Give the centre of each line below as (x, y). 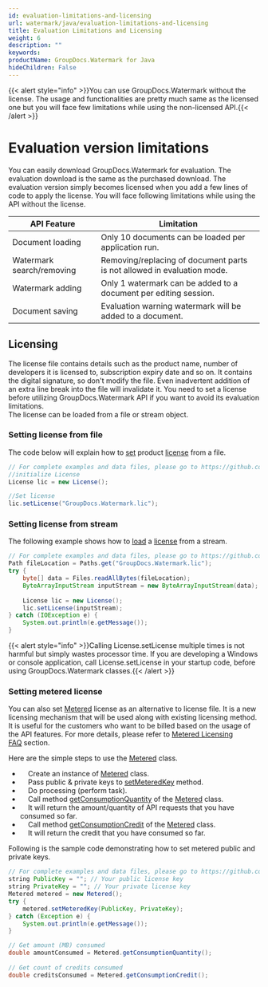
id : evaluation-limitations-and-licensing (80, 16)
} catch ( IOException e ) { (53, 615)
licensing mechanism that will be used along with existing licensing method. (133, 717)
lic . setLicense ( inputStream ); (73, 608)
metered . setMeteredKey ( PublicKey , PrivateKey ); (103, 909)
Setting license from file (56, 435)
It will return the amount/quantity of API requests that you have (131, 807)
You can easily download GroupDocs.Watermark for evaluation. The (120, 170)
